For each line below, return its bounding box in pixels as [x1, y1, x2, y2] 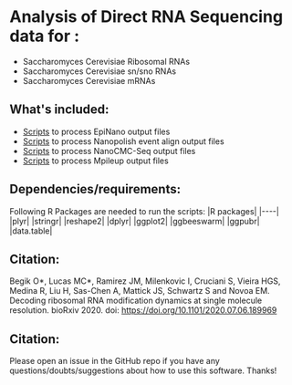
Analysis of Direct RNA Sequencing [9, 6, 284, 27]
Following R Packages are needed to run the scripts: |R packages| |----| [9, 205, 280, 216]
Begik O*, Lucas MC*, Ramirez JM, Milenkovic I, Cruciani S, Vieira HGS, [9, 276, 281, 286]
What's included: [9, 102, 109, 118]
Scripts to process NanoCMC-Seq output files [22, 145, 196, 156]
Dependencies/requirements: [9, 182, 181, 197]
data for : [9, 26, 80, 47]
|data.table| [9, 225, 53, 236]
